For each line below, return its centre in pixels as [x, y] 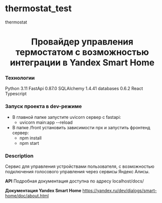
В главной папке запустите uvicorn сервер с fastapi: [67, 117]
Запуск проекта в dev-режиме [44, 107]
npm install [30, 138]
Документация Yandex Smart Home [43, 191]
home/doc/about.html [27, 196]
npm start [29, 143]
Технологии [20, 78]
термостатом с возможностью [82, 52]
